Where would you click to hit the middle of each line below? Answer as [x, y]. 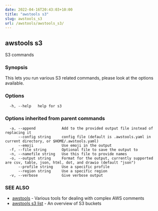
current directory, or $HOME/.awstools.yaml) [52, 141]
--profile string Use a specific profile [64, 167]
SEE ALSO [17, 188]
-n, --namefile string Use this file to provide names [68, 154]
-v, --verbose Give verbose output [56, 175]
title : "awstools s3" [27, 14]
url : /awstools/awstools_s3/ [35, 23]
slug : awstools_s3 [24, 19]
